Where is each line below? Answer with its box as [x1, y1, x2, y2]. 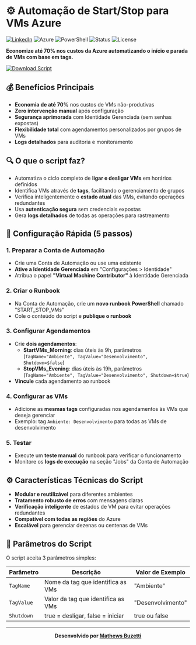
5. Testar [6, 439, 32, 447]
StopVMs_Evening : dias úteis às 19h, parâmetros [23, 365, 142, 372]
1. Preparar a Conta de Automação [6, 246, 105, 254]
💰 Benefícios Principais [6, 83, 94, 92]
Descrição [72, 568, 101, 577]
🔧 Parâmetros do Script [6, 538, 92, 548]
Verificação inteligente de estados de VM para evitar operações [14, 503, 171, 510]
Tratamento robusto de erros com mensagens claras [14, 497, 143, 504]
